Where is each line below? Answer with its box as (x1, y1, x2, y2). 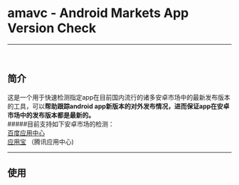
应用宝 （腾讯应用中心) (7, 137, 75, 146)
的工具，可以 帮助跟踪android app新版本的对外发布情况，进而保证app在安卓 (7, 102, 230, 110)
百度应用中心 (7, 128, 45, 137)
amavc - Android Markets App (7, 5, 189, 21)
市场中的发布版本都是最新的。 (7, 110, 95, 119)
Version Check (7, 20, 97, 36)
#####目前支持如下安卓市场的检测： (7, 120, 115, 128)
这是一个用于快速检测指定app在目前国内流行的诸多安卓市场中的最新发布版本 (7, 92, 231, 101)
